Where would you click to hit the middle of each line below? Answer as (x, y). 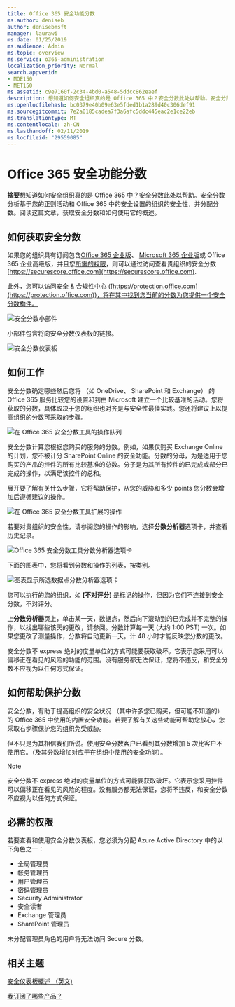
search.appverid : (33, 72)
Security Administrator (50, 898)
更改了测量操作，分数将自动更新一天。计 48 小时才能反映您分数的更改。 (123, 636)
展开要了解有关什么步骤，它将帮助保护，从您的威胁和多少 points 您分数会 (113, 488)
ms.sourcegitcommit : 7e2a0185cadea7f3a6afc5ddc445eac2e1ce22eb (101, 111)
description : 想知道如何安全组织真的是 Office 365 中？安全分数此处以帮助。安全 (114, 99)
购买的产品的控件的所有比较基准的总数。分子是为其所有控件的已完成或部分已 (117, 464)
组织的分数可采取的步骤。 (50, 417)
